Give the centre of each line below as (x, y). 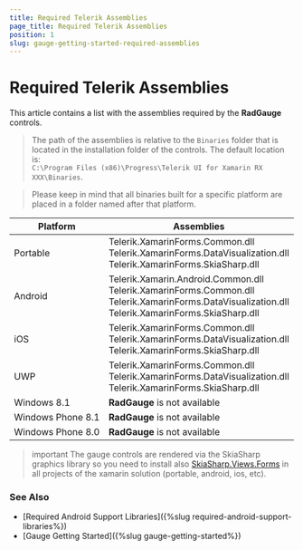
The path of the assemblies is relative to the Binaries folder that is (155, 140)
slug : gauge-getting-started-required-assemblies (105, 43)
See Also (29, 497)
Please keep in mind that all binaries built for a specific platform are (157, 195)
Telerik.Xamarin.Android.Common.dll (186, 279)
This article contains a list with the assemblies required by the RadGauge (146, 113)
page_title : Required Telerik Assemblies (89, 26)
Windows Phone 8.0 (57, 432)
